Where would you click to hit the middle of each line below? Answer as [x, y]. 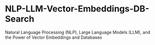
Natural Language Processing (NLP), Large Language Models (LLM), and [78, 32]
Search [20, 19]
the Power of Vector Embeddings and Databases [54, 37]
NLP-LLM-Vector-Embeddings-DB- [77, 9]
